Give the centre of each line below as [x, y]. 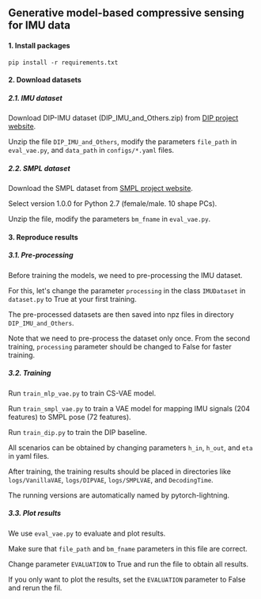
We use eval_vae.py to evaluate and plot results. [87, 533]
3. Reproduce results [43, 237]
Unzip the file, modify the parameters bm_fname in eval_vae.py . [110, 219]
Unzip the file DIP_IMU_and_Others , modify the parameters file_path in [123, 142]
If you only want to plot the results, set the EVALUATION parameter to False [127, 579]
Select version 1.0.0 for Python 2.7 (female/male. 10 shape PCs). [113, 204]
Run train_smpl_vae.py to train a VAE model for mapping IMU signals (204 [129, 408]
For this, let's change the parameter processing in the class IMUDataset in [127, 290]
